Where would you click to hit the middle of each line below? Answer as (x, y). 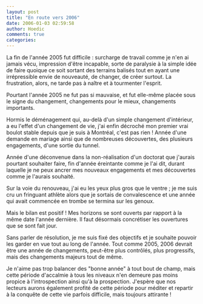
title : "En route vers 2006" (43, 18)
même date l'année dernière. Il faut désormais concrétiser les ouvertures (97, 219)
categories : (21, 40)
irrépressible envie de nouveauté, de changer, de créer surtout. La (89, 77)
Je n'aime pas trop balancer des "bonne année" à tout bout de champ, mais (101, 269)
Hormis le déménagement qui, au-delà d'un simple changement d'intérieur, (100, 120)
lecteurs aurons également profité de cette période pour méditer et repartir (100, 288)
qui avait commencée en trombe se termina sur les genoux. (80, 201)
